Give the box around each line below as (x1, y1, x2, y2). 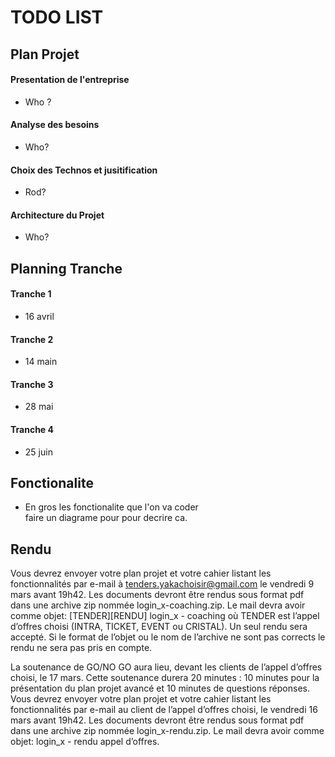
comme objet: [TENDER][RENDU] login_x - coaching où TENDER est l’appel (10, 610, 320, 622)
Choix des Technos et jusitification (10, 164, 158, 176)
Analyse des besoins (10, 119, 100, 131)
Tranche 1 (10, 288, 52, 300)
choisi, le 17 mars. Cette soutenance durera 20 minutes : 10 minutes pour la (10, 672, 320, 684)
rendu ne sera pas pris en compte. (10, 642, 153, 654)
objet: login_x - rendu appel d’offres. (10, 736, 160, 748)
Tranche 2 (10, 333, 54, 345)
